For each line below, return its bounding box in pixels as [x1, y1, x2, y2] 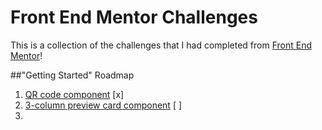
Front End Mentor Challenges [10, 6, 258, 29]
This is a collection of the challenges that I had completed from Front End [10, 39, 312, 51]
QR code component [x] [24, 88, 125, 100]
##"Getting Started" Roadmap [10, 69, 135, 81]
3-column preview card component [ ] [24, 99, 183, 111]
